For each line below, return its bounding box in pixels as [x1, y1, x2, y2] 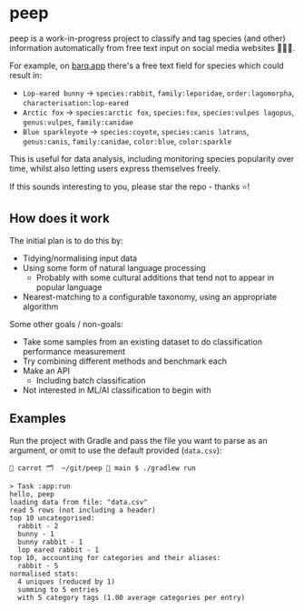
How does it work [9, 211, 111, 226]
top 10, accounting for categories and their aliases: [9, 553, 221, 562]
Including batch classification [35, 375, 146, 386]
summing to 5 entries [17, 585, 100, 594]
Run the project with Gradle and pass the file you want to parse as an [9, 435, 268, 446]
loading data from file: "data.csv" [9, 497, 148, 506]
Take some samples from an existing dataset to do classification [22, 336, 263, 347]
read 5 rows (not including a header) [9, 506, 156, 515]
